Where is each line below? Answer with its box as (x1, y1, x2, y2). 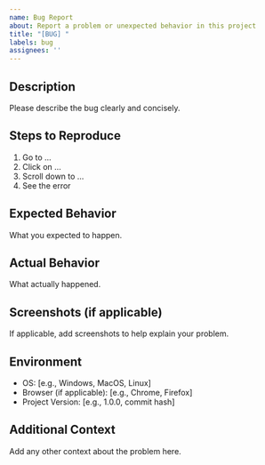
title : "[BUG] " (9, 29, 69, 38)
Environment (9, 354, 83, 369)
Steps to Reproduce (9, 128, 122, 143)
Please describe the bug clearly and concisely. (9, 102, 181, 113)
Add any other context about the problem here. (9, 445, 182, 456)
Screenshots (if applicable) (9, 304, 163, 320)
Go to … (21, 152, 52, 163)
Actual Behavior (9, 255, 100, 270)
